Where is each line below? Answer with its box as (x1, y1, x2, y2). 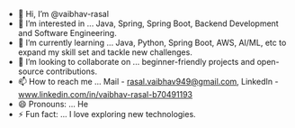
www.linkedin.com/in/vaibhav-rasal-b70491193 (17, 89, 193, 99)
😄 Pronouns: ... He (17, 99, 88, 109)
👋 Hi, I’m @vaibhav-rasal (17, 9, 110, 19)
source (17, 66, 45, 77)
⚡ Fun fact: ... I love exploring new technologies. (17, 109, 196, 119)
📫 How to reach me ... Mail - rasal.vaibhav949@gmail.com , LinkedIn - (17, 77, 279, 87)
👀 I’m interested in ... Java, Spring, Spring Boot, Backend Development (17, 18, 279, 29)
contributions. (45, 66, 97, 77)
